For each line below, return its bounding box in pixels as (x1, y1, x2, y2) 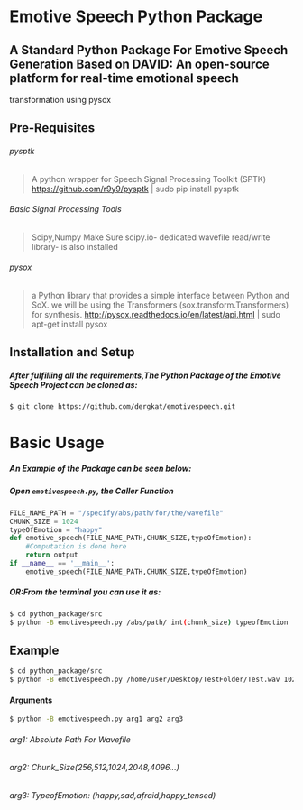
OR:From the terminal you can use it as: (9, 586, 161, 597)
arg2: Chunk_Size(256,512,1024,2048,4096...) (9, 762, 180, 773)
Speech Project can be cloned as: (9, 379, 138, 390)
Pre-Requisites (9, 120, 96, 136)
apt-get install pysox (31, 318, 108, 329)
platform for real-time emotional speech (9, 70, 239, 86)
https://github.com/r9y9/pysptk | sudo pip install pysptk (31, 183, 239, 194)
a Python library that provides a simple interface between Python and (31, 290, 290, 300)
